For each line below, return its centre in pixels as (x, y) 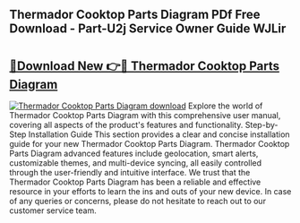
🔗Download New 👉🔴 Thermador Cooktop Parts (145, 66)
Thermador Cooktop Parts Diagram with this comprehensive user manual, (145, 115)
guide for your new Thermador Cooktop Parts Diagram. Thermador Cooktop (150, 144)
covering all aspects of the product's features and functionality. (126, 125)
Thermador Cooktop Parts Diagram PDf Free (135, 15)
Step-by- (261, 125)
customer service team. (53, 210)
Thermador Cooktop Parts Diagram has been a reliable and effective (135, 182)
